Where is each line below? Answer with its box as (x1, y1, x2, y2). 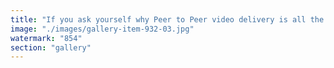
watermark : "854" (10, 33, 83, 43)
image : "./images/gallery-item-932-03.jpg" (10, 24, 195, 34)
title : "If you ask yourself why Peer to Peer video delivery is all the (10, 14, 325, 25)
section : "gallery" (10, 42, 92, 53)
